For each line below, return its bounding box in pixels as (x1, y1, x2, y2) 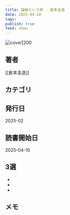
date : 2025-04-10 (5, 12, 41, 17)
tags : (5, 16, 16, 21)
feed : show (5, 26, 28, 31)
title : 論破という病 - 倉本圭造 (5, 7, 65, 12)
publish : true (5, 21, 35, 26)
